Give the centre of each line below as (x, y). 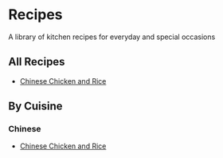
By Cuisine (35, 107)
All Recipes (37, 62)
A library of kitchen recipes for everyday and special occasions (112, 37)
